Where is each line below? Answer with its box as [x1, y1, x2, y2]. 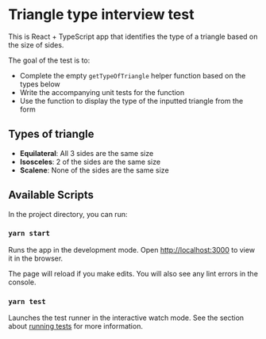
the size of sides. [8, 40, 64, 49]
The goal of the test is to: [8, 55, 91, 65]
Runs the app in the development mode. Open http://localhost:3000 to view [8, 245, 256, 254]
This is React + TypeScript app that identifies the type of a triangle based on [8, 32, 258, 41]
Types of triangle [8, 128, 94, 141]
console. [8, 277, 37, 287]
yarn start [8, 229, 50, 238]
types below [19, 79, 61, 89]
